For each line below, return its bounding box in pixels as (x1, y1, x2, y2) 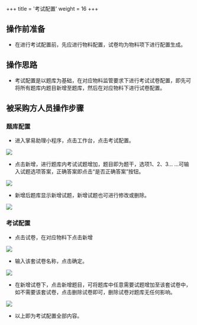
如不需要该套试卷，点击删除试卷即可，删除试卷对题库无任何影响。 (14, 288, 176, 295)
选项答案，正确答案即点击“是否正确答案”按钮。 (30, 168, 144, 175)
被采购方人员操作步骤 (6, 103, 84, 114)
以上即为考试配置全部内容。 (14, 312, 83, 319)
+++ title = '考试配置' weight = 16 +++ (6, 5, 99, 12)
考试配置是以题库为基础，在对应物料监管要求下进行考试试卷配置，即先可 (14, 76, 191, 84)
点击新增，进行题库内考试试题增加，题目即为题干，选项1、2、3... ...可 (14, 160, 185, 168)
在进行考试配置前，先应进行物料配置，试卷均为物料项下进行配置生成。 (14, 41, 186, 48)
